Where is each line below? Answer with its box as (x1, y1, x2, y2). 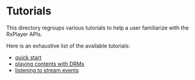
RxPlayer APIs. (6, 30, 43, 37)
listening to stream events (14, 66, 79, 73)
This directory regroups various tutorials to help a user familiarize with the (6, 24, 189, 31)
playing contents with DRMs (14, 60, 85, 67)
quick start (14, 54, 42, 61)
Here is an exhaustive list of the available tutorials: (6, 42, 130, 49)
